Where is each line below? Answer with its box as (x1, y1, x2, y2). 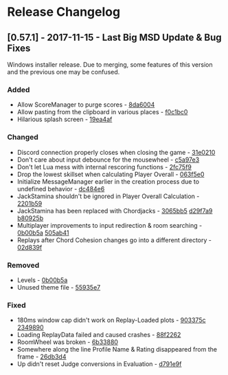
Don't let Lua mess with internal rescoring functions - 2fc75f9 (16, 162, 192, 171)
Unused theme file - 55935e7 (16, 283, 101, 291)
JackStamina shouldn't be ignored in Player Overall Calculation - (16, 192, 200, 200)
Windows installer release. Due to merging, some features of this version (7, 61, 213, 69)
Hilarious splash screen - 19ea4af (16, 115, 113, 124)
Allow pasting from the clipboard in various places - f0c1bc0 (16, 108, 188, 116)
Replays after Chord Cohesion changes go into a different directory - (16, 235, 212, 244)
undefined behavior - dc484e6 (16, 184, 105, 193)
